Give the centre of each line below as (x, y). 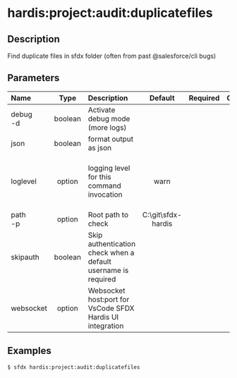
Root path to (108, 214)
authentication (112, 243)
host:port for (109, 299)
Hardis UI (103, 317)
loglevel (24, 181)
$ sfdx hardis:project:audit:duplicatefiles (74, 367)
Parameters (34, 78)
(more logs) (107, 127)
